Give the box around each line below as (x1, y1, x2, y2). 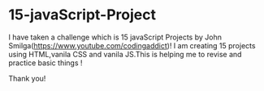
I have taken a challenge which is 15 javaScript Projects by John (8, 32, 222, 42)
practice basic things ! (8, 58, 83, 68)
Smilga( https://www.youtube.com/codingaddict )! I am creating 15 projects (8, 40, 256, 50)
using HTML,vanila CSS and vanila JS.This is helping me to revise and (8, 49, 242, 59)
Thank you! (8, 73, 46, 83)
